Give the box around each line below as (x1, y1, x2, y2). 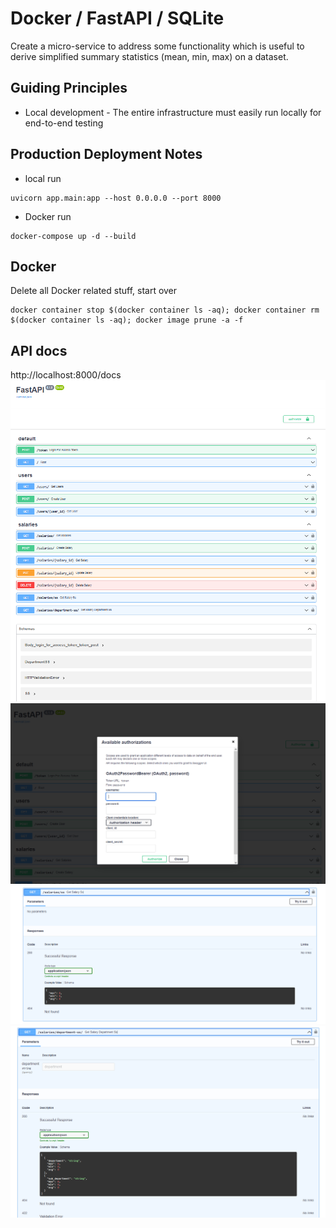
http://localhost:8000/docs (10, 369, 122, 381)
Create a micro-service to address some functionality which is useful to (10, 40, 305, 52)
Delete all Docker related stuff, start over (10, 285, 178, 297)
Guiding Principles (10, 80, 128, 97)
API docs (10, 342, 68, 359)
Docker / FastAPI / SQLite (10, 7, 225, 30)
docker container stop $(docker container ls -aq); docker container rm (10, 305, 320, 316)
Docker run (24, 210, 72, 222)
